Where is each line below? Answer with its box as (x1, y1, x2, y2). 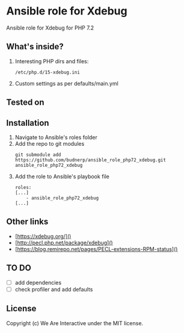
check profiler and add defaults (14, 285, 93, 293)
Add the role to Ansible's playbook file (14, 173, 110, 180)
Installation (6, 117, 49, 128)
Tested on (6, 98, 44, 108)
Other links (6, 217, 49, 227)
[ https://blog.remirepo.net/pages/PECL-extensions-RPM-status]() (14, 245, 178, 252)
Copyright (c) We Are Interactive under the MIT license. (6, 319, 143, 326)
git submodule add (14, 152, 61, 158)
